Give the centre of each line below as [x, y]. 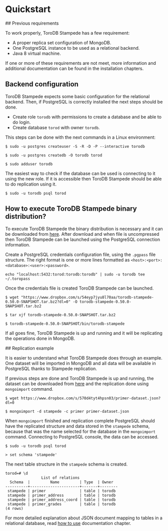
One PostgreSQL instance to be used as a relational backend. [76, 48]
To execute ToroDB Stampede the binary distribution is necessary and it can [84, 229]
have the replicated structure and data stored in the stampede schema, [77, 426]
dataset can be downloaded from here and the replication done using [77, 384]
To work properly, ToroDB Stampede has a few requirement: [67, 33]
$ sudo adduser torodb [29, 164]
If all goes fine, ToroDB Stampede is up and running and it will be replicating [84, 333]
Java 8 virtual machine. [37, 53]
